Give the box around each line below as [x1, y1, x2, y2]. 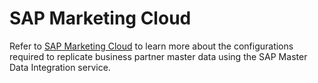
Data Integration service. [9, 61, 111, 73]
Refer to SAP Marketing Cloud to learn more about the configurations [9, 40, 294, 52]
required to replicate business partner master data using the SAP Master [9, 50, 308, 62]
